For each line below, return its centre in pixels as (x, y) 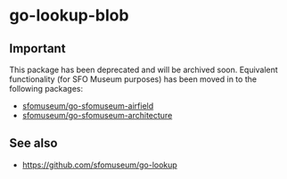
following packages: (46, 89)
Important (37, 49)
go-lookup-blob (69, 16)
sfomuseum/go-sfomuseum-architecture (97, 115)
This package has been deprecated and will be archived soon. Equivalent (143, 69)
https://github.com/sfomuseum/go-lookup (100, 165)
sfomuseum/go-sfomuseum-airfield (88, 106)
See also (33, 143)
